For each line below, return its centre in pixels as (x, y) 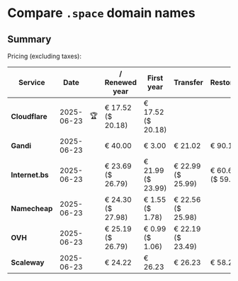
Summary (29, 39)
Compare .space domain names (102, 13)
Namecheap (32, 208)
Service (32, 82)
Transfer (188, 82)
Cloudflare (29, 116)
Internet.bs (30, 175)
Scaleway (28, 262)
